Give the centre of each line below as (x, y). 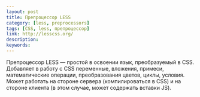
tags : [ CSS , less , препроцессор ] (48, 28)
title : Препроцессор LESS (38, 17)
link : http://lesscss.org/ (40, 34)
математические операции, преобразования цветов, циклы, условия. (96, 75)
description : (22, 40)
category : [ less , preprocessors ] (48, 23)
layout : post (22, 12)
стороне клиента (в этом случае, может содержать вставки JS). (89, 87)
